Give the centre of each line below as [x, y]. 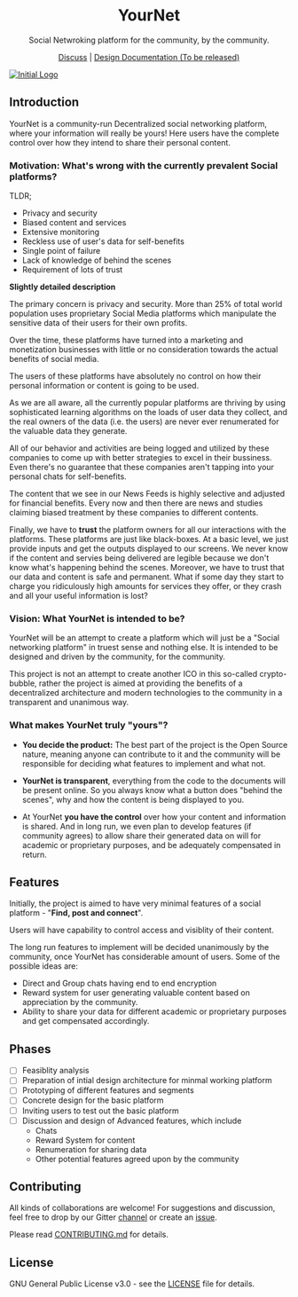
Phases [30, 1049]
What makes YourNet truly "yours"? [89, 726]
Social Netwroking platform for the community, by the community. [149, 40]
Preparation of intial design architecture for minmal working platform [147, 1081]
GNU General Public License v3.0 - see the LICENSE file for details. [132, 1284]
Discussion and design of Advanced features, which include [132, 1120]
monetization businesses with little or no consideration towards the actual [144, 350]
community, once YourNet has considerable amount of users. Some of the [145, 957]
